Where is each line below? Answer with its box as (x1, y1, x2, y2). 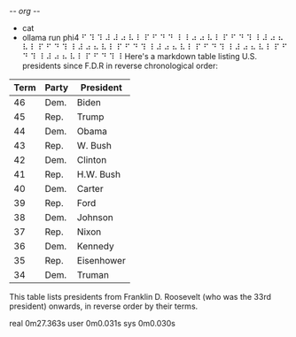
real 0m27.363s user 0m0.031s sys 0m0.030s (9, 318, 175, 328)
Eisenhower (76, 255, 126, 266)
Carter (76, 183, 104, 195)
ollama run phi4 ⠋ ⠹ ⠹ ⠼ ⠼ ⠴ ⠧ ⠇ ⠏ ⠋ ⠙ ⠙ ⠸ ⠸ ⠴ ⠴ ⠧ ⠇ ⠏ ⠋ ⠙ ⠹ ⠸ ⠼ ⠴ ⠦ (21, 33, 284, 42)
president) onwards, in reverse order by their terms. (9, 301, 199, 311)
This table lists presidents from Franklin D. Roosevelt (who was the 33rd (9, 292, 272, 302)
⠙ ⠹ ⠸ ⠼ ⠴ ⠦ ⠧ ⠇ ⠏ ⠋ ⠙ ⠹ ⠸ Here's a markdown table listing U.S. (21, 51, 258, 61)
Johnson (76, 211, 113, 223)
